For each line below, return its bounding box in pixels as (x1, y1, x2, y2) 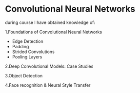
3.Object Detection (5, 73, 43, 78)
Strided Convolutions (12, 49, 55, 55)
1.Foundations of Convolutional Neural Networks (5, 29, 102, 35)
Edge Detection (12, 38, 43, 44)
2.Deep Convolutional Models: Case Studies (5, 63, 94, 69)
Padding (12, 43, 29, 49)
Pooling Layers (12, 54, 42, 59)
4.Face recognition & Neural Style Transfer (5, 82, 91, 88)
